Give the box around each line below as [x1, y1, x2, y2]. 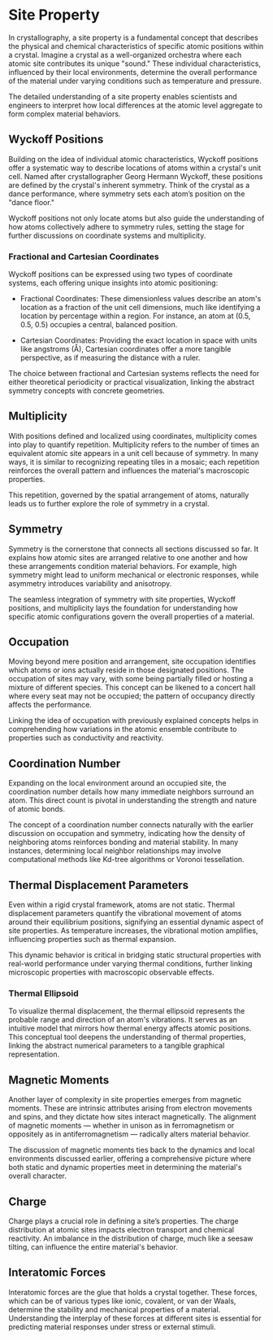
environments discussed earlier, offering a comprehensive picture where [8, 1154, 252, 1163]
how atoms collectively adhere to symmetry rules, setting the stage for [8, 221, 245, 231]
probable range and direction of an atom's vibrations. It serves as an [8, 1015, 238, 1025]
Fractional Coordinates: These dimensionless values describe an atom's [19, 294, 262, 304]
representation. [8, 1049, 59, 1059]
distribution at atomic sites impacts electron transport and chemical [8, 1225, 234, 1235]
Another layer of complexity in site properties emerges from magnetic [8, 1095, 242, 1105]
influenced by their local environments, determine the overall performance [8, 67, 258, 77]
